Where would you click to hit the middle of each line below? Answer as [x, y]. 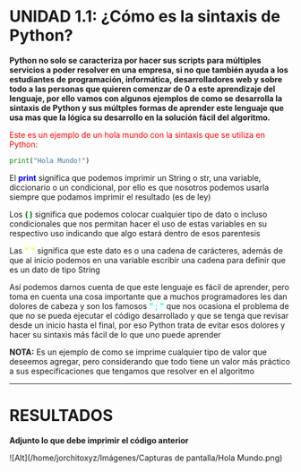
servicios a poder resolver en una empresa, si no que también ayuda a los [149, 70]
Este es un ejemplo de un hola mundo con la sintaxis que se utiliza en [138, 134]
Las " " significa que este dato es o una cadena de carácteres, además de [146, 250]
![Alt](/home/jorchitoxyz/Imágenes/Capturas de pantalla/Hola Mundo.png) [146, 458]
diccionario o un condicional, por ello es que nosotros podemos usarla [139, 187]
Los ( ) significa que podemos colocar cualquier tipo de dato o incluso [138, 214]
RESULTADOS [61, 416]
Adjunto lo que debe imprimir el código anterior [99, 440]
